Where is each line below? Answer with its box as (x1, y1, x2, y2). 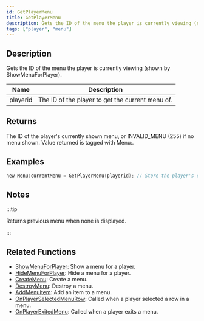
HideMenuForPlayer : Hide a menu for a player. (15, 269, 131, 277)
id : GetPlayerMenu (6, 9, 53, 15)
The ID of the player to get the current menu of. (38, 95, 173, 104)
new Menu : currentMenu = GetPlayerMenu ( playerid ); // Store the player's (6, 173, 194, 179)
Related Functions (6, 247, 76, 257)
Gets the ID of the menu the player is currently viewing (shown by (6, 64, 171, 72)
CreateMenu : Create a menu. (15, 276, 88, 283)
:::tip (6, 205, 18, 213)
